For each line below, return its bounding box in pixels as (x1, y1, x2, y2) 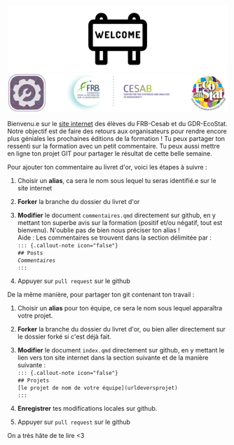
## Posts (17, 249, 43, 256)
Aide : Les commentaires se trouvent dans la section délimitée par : (17, 233, 212, 242)
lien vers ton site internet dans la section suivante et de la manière (17, 353, 209, 362)
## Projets (17, 377, 50, 384)
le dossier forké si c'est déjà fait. (17, 332, 112, 341)
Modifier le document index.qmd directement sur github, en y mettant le (17, 345, 225, 354)
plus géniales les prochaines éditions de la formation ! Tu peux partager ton (7, 134, 226, 142)
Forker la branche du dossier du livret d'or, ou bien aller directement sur (17, 324, 226, 333)
